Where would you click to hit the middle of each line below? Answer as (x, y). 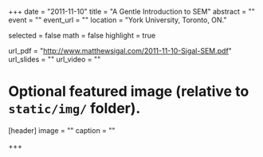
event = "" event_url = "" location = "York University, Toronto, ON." (118, 20)
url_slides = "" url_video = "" (55, 59)
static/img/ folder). (75, 109)
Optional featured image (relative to (129, 92)
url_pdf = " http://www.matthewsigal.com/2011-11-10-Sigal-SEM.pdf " (120, 51)
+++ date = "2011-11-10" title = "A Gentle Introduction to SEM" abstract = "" (131, 12)
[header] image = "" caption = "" (62, 130)
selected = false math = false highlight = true (82, 35)
